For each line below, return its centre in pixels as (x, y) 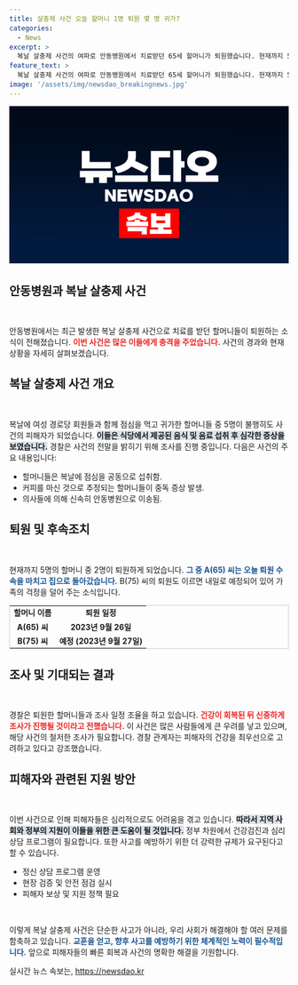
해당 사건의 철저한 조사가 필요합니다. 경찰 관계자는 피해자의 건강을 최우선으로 (142, 737)
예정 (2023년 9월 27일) (101, 641)
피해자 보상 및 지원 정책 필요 (71, 894)
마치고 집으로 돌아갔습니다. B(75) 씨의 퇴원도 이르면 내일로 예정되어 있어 (149, 581)
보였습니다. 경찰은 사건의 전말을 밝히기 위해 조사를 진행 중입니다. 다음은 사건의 (144, 446)
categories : (31, 28)
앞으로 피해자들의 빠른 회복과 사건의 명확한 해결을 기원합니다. (133, 952)
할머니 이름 (33, 613)
